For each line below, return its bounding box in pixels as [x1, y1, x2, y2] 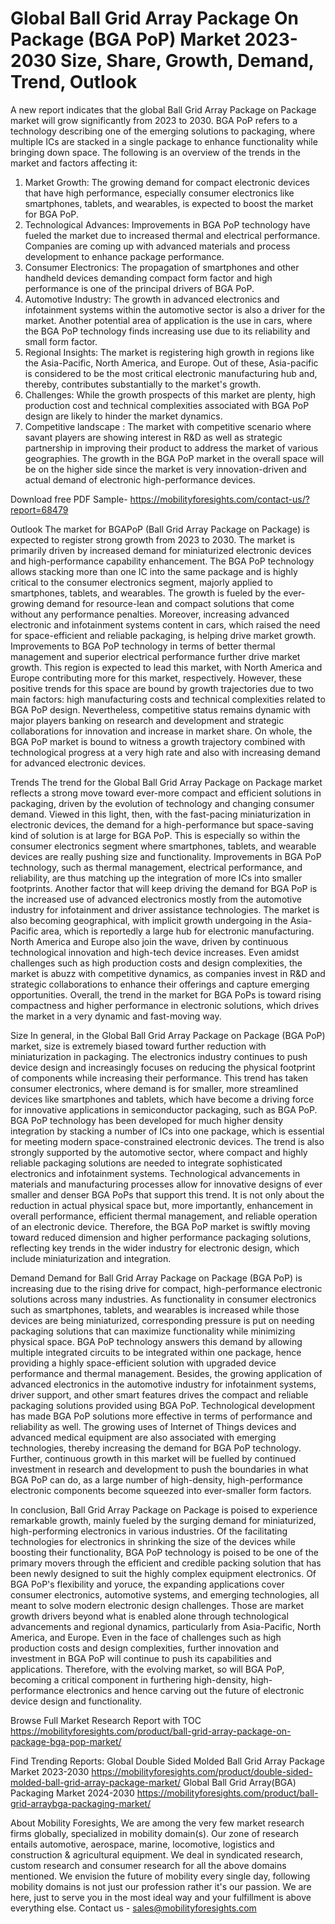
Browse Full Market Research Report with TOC [10, 1714, 202, 1726]
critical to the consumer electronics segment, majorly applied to [10, 576, 273, 588]
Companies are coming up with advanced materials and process [24, 240, 291, 252]
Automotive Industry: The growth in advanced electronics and [24, 293, 280, 305]
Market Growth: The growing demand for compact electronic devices [24, 176, 310, 188]
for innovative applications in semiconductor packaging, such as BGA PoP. [10, 1103, 318, 1116]
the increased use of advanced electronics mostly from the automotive [10, 893, 303, 905]
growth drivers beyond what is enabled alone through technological [10, 1610, 289, 1622]
